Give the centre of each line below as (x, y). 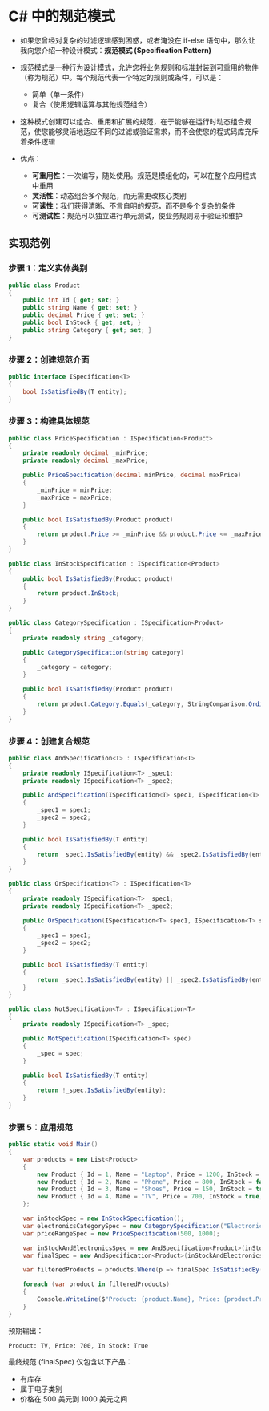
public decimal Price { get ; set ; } (84, 315)
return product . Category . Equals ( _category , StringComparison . (143, 704)
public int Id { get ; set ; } (71, 300)
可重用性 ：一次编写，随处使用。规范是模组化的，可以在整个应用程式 (144, 175)
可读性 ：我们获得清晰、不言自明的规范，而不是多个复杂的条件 (134, 205)
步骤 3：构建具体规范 (49, 421)
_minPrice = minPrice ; (75, 490)
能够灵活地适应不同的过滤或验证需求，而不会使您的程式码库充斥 (153, 131)
